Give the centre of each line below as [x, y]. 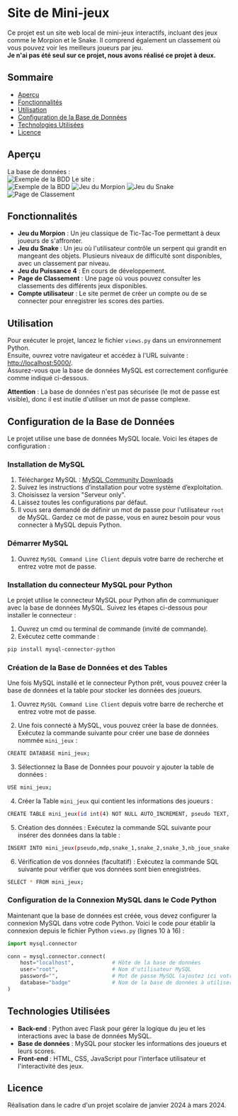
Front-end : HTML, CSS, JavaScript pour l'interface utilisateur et [112, 1058]
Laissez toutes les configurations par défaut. [83, 502]
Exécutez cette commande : [58, 636]
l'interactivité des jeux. [51, 1066]
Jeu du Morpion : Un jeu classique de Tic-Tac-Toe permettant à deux [119, 233]
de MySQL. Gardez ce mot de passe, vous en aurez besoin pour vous [119, 518]
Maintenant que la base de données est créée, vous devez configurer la [112, 916]
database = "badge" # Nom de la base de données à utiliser [126, 983]
